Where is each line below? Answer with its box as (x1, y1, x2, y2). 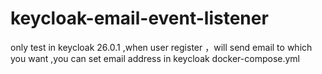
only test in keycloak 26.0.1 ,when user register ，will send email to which (10, 41, 313, 53)
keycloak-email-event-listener (10, 7, 269, 30)
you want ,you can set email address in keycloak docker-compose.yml (10, 52, 300, 64)
